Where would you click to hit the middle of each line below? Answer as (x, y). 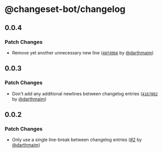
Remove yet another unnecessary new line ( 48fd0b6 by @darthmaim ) (83, 52)
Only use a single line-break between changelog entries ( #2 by (77, 140)
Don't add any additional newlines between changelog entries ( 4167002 (85, 93)
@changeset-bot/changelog (65, 9)
